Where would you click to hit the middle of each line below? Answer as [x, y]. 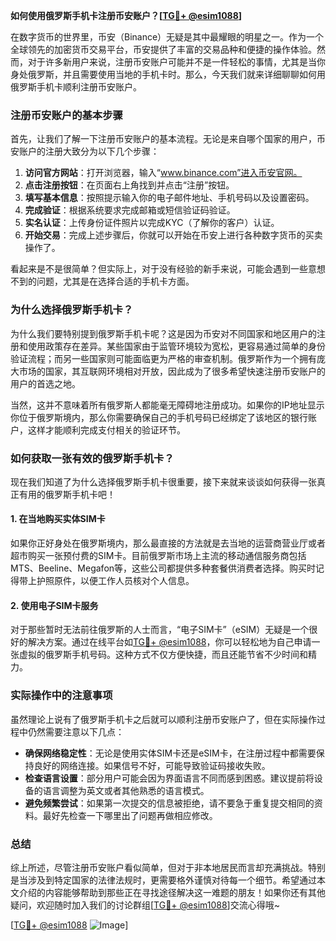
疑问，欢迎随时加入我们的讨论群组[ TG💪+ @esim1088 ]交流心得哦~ [145, 905]
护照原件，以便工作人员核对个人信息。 [115, 581]
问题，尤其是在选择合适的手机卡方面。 [115, 281]
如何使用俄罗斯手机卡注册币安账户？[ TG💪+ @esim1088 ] [126, 15]
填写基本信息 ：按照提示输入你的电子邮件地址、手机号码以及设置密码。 [169, 198]
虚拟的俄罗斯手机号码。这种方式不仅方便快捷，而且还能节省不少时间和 [163, 655]
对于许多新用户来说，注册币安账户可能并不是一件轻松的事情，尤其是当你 [176, 62]
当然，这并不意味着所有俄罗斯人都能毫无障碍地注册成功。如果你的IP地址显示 [167, 405]
